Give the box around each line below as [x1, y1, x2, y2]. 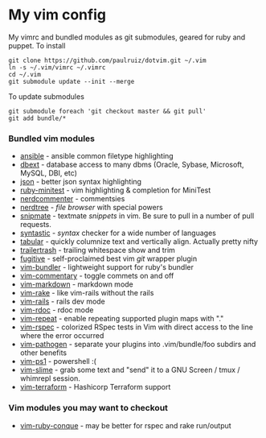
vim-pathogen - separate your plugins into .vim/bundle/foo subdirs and [19, 340, 256, 349]
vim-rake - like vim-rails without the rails [19, 288, 154, 298]
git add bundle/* [8, 114, 67, 122]
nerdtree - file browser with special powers [19, 203, 163, 213]
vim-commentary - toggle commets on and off [19, 271, 174, 281]
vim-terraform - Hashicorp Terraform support [19, 382, 171, 392]
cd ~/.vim [8, 70, 42, 78]
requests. [19, 220, 52, 229]
